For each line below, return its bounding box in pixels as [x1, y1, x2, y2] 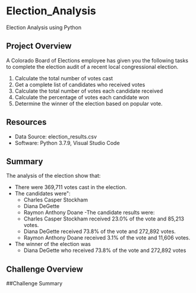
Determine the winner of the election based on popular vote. [14, 100, 163, 107]
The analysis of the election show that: [6, 172, 101, 179]
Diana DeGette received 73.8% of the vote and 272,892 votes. [23, 228, 176, 235]
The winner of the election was [14, 241, 91, 248]
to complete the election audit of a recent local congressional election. [6, 63, 179, 70]
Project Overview [6, 41, 72, 51]
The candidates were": [14, 190, 71, 197]
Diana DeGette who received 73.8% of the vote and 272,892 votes [23, 247, 186, 254]
